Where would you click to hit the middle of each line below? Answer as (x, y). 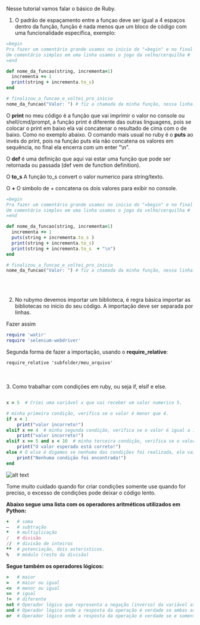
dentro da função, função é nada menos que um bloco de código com (101, 27)
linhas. (23, 312)
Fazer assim (21, 324)
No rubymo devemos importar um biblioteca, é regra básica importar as (103, 300)
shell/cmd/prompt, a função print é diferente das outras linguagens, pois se (99, 122)
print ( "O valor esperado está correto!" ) (69, 447)
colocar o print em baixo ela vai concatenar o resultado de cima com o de (96, 128)
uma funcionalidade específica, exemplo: (65, 33)
